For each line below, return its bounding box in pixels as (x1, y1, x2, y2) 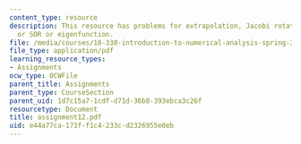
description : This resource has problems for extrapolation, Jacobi (9, 21, 271, 30)
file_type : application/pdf (9, 47, 115, 55)
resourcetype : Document (9, 105, 99, 114)
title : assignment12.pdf (9, 113, 102, 122)
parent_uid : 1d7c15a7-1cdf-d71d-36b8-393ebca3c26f (9, 96, 202, 106)
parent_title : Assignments (9, 80, 110, 89)
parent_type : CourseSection (9, 88, 115, 97)
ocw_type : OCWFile (9, 72, 78, 80)
